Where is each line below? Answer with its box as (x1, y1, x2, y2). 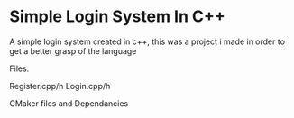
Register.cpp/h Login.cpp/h (9, 80, 111, 91)
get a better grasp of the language (9, 45, 137, 56)
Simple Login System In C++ (9, 6, 225, 27)
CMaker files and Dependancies (9, 97, 129, 109)
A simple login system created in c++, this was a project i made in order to (9, 36, 286, 47)
